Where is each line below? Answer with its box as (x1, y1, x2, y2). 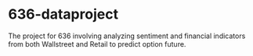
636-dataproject (8, 5, 119, 23)
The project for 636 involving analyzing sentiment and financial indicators (8, 31, 246, 40)
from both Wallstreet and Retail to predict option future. (8, 39, 186, 48)
